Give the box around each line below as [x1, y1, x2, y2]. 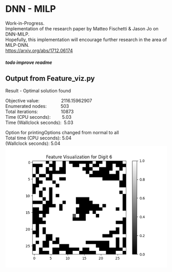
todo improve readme [5, 59, 52, 65]
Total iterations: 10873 [5, 108, 74, 115]
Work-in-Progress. [5, 20, 45, 26]
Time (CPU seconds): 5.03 [5, 114, 72, 120]
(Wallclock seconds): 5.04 [5, 140, 61, 147]
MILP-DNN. [5, 42, 30, 48]
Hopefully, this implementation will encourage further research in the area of [5, 37, 167, 43]
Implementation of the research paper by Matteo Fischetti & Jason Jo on [5, 25, 159, 31]
